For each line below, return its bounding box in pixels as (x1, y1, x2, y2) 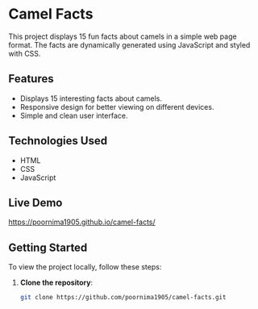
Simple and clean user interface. (19, 111, 128, 120)
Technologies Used (8, 134, 107, 148)
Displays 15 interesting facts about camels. (19, 94, 163, 103)
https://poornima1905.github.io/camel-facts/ (8, 217, 156, 227)
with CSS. (8, 48, 41, 58)
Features (8, 72, 54, 86)
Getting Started (8, 240, 88, 254)
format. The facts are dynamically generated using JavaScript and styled (8, 40, 251, 49)
